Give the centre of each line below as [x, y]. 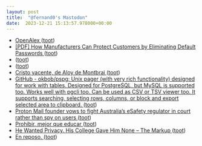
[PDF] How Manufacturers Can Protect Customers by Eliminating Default [105, 47]
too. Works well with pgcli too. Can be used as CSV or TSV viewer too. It [105, 92]
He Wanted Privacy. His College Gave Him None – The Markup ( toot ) [100, 130]
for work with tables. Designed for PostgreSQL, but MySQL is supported [105, 85]
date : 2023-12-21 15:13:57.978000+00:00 [59, 23]
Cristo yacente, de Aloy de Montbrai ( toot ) [67, 73]
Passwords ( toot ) [36, 53]
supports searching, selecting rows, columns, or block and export [97, 98]
